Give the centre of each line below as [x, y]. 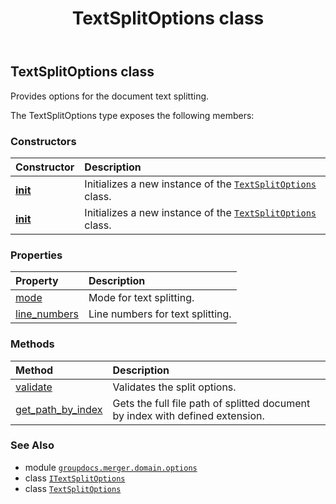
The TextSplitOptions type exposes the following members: [132, 115]
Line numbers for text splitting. [160, 314]
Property [37, 281]
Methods [32, 344]
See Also [32, 445]
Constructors [43, 141]
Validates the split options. [174, 387]
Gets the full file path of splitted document [211, 403]
